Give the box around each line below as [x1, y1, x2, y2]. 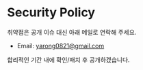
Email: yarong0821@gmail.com [16, 41, 105, 50]
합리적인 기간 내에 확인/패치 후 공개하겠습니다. [7, 56, 130, 64]
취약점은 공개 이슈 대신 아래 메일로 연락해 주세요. [7, 28, 137, 36]
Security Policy [7, 5, 96, 20]
